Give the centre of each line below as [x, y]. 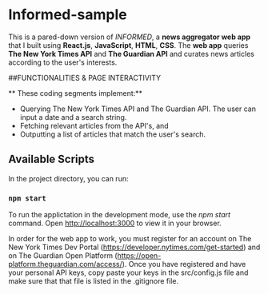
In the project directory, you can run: [68, 178]
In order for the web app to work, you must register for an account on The [130, 239]
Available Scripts [51, 159]
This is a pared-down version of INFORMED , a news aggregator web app [129, 37]
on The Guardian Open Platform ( [63, 256]
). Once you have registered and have [184, 264]
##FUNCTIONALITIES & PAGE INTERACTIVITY [85, 77]
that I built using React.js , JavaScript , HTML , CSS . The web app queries [128, 45]
